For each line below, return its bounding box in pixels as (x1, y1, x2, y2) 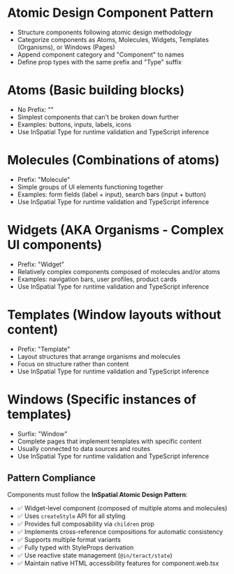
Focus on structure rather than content (17, 359, 129, 368)
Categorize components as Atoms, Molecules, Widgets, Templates (17, 35, 210, 43)
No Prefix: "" (17, 105, 54, 113)
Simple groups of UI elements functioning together (17, 182, 163, 191)
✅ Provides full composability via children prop (17, 519, 155, 529)
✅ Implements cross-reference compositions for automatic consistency (17, 528, 224, 536)
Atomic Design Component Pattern (7, 5, 214, 21)
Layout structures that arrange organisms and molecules (17, 352, 181, 361)
